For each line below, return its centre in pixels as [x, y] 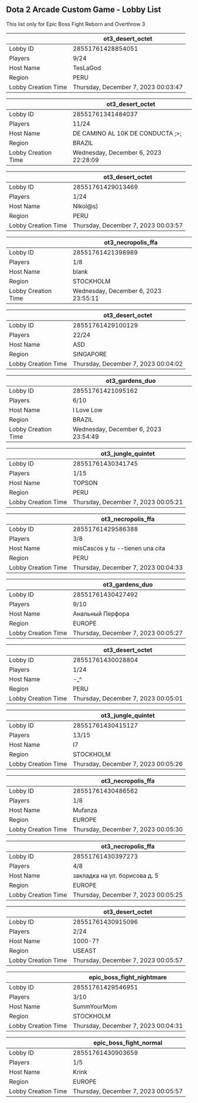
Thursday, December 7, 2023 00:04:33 [128, 567]
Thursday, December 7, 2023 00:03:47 [128, 87]
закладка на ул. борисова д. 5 [116, 875]
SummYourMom [95, 1007]
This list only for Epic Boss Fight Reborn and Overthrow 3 [76, 24]
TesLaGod [87, 67]
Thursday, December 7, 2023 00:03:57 [128, 225]
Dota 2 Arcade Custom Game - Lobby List [84, 10]
